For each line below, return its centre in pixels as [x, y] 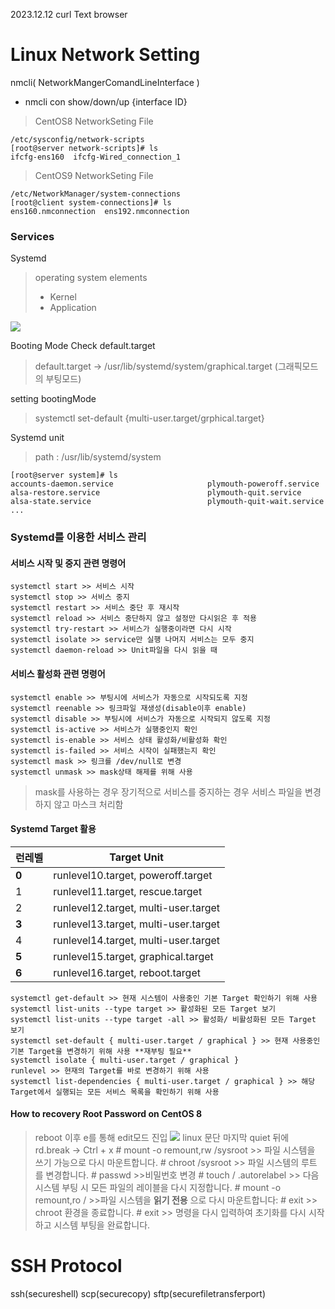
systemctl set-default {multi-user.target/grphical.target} [149, 418]
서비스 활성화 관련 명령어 [58, 673]
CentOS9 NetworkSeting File [94, 175]
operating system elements [91, 278]
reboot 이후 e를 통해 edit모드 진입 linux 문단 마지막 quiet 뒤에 [162, 1137]
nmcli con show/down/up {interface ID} [106, 101]
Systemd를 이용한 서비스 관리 [78, 537]
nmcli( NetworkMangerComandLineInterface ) [105, 82]
